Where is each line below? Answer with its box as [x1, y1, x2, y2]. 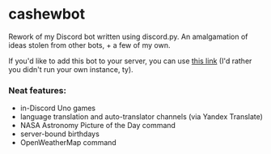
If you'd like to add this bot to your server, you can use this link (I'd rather [8, 56, 252, 66]
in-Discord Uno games [19, 103, 96, 113]
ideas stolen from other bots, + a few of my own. [8, 40, 171, 49]
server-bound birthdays [19, 129, 100, 139]
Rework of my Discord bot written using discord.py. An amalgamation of [8, 32, 248, 41]
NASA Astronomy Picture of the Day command [19, 121, 176, 130]
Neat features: [8, 84, 67, 96]
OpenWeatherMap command [19, 138, 117, 148]
